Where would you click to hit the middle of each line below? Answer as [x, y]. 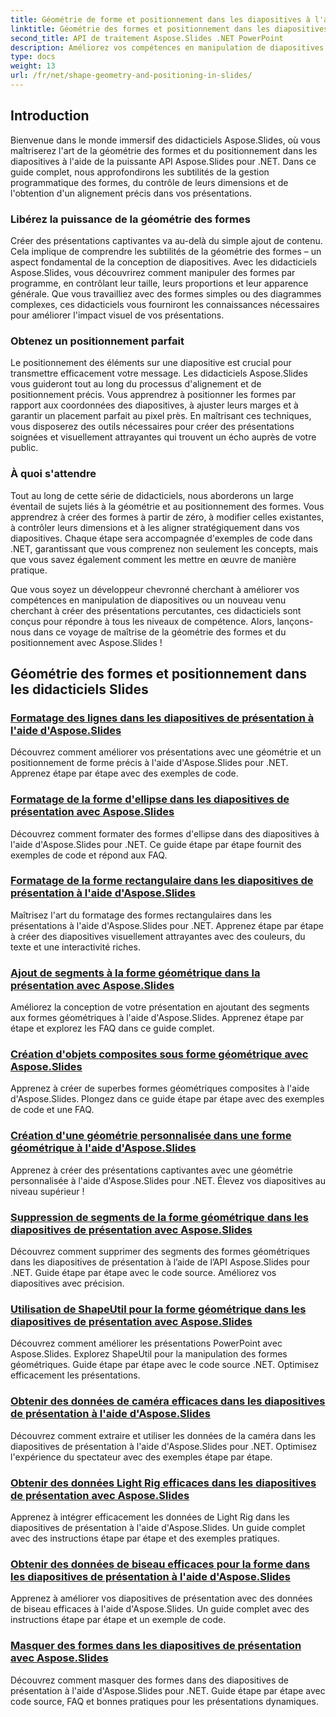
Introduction [50, 116]
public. [24, 448]
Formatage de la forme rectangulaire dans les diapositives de [162, 881]
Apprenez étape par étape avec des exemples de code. [124, 773]
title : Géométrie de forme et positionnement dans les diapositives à [160, 19]
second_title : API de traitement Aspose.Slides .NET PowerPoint [147, 38]
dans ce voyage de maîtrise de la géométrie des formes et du [160, 632]
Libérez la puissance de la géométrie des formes [130, 219]
